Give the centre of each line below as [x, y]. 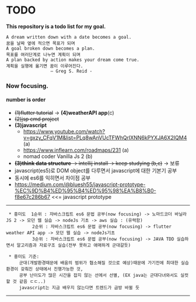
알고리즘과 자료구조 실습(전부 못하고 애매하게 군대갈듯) [74, 246]
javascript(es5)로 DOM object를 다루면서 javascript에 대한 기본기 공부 [96, 171]
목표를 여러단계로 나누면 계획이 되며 [43, 54]
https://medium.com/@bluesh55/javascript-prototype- [80, 184]
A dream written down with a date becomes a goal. [69, 37]
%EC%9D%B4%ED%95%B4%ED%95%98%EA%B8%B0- [85, 191]
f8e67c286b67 [32, 197]
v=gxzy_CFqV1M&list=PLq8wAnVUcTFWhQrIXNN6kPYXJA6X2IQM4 [105, 138]
